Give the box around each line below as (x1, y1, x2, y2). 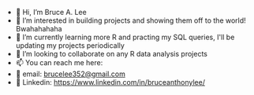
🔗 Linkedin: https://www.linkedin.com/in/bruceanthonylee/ (15, 78, 205, 86)
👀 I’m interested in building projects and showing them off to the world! (15, 16, 246, 25)
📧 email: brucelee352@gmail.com (15, 69, 126, 79)
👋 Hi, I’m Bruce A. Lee (15, 8, 87, 16)
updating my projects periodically (15, 41, 125, 50)
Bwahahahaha (15, 24, 62, 33)
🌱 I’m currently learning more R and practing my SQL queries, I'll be (15, 32, 235, 42)
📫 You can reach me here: (15, 58, 103, 67)
